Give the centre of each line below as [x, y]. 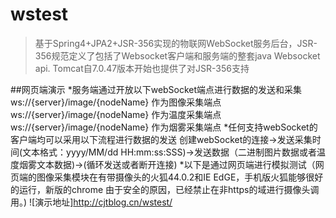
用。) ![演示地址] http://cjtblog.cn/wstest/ [91, 202]
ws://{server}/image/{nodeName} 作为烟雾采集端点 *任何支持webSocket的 [164, 127]
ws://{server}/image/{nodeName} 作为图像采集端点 [116, 102]
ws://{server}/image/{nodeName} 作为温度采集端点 [116, 114]
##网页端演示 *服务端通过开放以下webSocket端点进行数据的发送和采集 [156, 89]
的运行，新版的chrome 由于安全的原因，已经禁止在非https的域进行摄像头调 [165, 189]
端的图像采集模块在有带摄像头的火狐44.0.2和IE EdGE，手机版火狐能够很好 [171, 177]
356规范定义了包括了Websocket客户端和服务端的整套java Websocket [177, 55]
